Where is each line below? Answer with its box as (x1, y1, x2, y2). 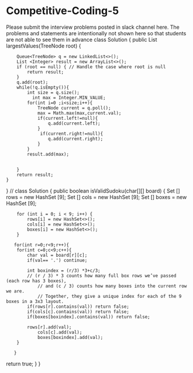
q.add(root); (16, 79, 49, 85)
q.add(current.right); (47, 136, 104, 142)
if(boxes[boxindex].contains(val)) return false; (27, 314, 150, 320)
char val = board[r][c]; (27, 252, 88, 258)
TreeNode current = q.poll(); (37, 105, 111, 111)
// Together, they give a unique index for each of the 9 (37, 293, 182, 299)
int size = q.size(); (27, 89, 80, 95)
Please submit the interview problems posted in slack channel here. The (6, 23, 180, 31)
